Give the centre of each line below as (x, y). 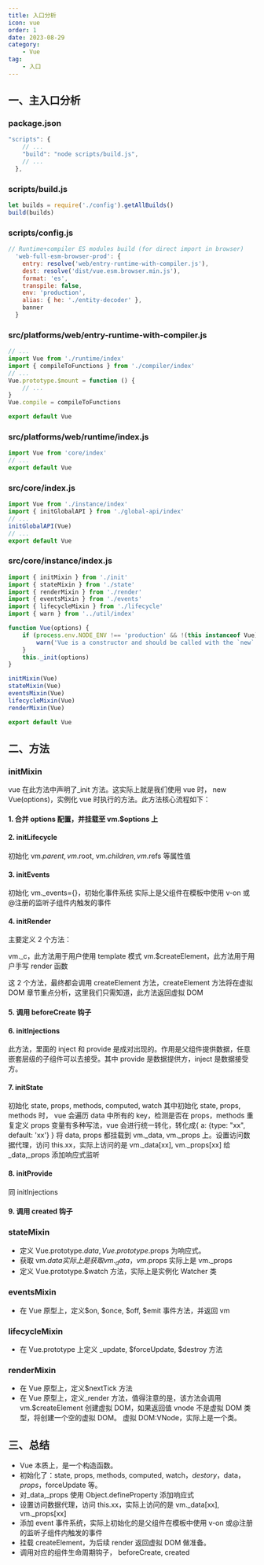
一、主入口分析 (44, 100)
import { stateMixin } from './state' (71, 584)
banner (33, 307)
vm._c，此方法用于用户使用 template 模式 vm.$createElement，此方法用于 (128, 956)
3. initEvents (29, 875)
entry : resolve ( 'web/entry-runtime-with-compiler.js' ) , (116, 263)
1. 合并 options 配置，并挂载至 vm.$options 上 (83, 819)
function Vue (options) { (49, 628)
